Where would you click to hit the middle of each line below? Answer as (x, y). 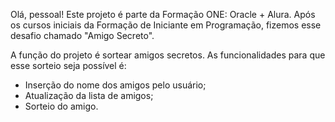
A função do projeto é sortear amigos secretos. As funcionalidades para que (168, 55)
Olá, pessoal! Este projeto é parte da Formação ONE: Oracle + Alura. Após (163, 14)
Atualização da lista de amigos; (89, 95)
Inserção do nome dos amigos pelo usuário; (115, 85)
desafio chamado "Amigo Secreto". (82, 35)
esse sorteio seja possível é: (68, 65)
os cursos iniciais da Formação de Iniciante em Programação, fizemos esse (166, 25)
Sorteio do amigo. (61, 106)
